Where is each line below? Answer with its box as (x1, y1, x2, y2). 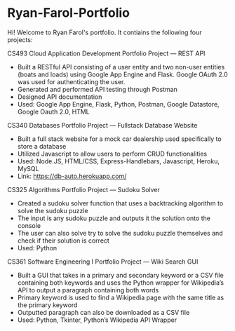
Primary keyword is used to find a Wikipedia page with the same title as (17, 293, 224, 302)
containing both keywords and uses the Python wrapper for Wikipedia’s (17, 278, 224, 287)
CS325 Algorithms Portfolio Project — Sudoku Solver (7, 185, 160, 194)
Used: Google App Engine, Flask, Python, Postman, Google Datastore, (17, 100, 220, 108)
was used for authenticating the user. (17, 77, 126, 86)
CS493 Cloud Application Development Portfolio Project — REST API (7, 49, 206, 58)
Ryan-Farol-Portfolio (7, 5, 130, 21)
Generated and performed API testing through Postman (17, 85, 177, 93)
